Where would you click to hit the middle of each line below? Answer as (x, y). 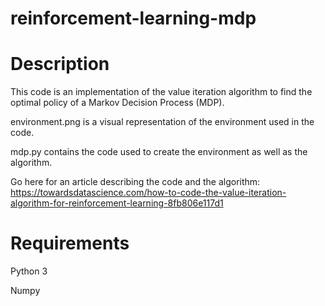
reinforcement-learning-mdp (133, 18)
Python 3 (29, 271)
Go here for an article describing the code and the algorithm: (135, 182)
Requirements (70, 243)
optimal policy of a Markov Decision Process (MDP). (117, 103)
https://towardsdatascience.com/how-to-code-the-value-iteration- (148, 193)
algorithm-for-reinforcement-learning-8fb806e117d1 (117, 203)
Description (60, 64)
